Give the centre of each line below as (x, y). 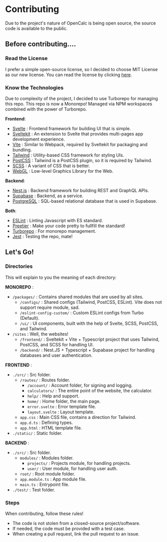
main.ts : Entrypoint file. (45, 484)
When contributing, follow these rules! (44, 513)
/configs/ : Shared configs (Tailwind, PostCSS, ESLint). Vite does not (91, 302)
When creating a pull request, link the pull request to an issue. (76, 533)
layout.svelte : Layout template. (61, 412)
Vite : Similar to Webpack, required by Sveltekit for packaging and (80, 144)
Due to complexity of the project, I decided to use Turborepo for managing (82, 98)
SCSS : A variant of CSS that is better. (51, 166)
